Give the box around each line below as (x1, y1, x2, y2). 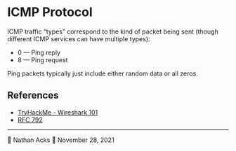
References (7, 89, 59, 101)
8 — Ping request (17, 55, 68, 64)
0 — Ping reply (17, 48, 61, 57)
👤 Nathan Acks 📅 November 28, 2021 (7, 136, 114, 144)
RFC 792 (17, 115, 44, 124)
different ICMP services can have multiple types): (7, 34, 150, 43)
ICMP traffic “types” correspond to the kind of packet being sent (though (7, 27, 219, 36)
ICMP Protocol (7, 4, 93, 20)
